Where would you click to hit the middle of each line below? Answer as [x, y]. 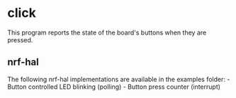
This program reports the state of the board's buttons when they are [107, 32]
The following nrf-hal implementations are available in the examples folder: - [119, 79]
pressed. [20, 39]
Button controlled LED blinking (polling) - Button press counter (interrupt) [114, 87]
